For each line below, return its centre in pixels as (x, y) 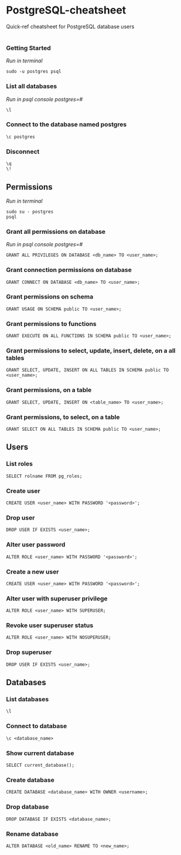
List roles (20, 464)
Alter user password (36, 545)
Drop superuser (29, 652)
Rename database (32, 834)
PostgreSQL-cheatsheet (66, 10)
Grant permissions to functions (51, 324)
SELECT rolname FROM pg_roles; (44, 476)
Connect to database (37, 726)
